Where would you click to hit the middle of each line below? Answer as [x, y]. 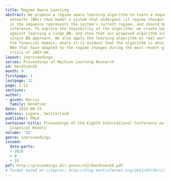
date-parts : [23, 147]
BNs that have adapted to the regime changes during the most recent [84, 48]
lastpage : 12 [19, 81]
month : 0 [14, 71]
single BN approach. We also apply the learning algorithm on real [82, 39]
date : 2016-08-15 [24, 109]
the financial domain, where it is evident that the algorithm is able [87, 43]
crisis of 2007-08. [30, 52]
